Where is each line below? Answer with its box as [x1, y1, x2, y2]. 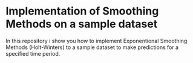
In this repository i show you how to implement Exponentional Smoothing [5, 37, 188, 44]
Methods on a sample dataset [5, 17, 158, 31]
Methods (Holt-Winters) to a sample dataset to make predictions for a [5, 44, 179, 51]
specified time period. [5, 50, 61, 57]
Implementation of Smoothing [5, 4, 159, 18]
